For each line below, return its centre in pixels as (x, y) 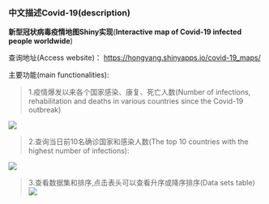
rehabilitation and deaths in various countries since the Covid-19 (136, 101)
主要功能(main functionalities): (59, 75)
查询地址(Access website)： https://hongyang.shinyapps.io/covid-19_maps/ (134, 57)
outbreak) (45, 110)
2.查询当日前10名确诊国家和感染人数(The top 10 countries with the (138, 142)
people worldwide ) (41, 41)
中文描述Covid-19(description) (70, 12)
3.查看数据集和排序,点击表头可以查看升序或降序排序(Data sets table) (141, 183)
